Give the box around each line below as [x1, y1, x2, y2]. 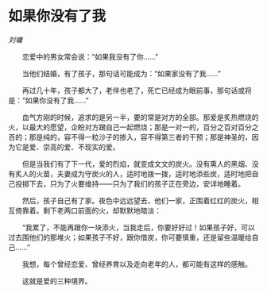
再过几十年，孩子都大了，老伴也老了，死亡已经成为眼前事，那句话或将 [21, 85, 252, 95]
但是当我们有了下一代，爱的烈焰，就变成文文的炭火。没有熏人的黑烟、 [21, 159, 252, 168]
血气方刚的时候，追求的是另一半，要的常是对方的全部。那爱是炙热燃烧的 [21, 112, 259, 121]
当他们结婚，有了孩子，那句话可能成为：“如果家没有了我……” [21, 68, 221, 78]
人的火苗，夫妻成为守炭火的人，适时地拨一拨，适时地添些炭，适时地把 [21, 168, 252, 179]
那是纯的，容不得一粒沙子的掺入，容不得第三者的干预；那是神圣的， [29, 132, 252, 141]
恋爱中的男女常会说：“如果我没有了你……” [21, 52, 159, 61]
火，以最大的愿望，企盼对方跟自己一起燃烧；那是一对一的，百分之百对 [8, 122, 238, 132]
